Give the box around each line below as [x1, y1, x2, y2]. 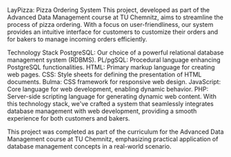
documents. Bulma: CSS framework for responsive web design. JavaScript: [7, 78, 221, 85]
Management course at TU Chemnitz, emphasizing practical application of [7, 135, 219, 143]
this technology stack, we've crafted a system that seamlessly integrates [7, 100, 214, 107]
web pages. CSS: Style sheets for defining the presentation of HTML [7, 70, 202, 78]
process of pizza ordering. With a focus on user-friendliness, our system [7, 21, 214, 28]
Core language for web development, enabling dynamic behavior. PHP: [7, 85, 209, 93]
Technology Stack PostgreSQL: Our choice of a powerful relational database [7, 48, 224, 56]
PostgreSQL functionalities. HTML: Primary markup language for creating [7, 63, 215, 71]
